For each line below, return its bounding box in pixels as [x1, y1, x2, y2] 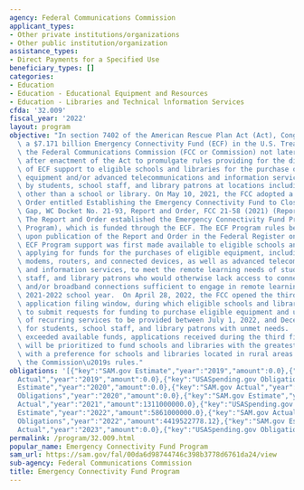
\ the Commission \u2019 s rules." [17, 358, 144, 367]
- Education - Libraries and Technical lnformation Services [9, 97, 245, 107]
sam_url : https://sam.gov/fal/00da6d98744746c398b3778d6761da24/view [9, 450, 278, 459]
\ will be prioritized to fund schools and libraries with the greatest [17, 341, 298, 350]
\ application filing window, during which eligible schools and [17, 299, 270, 308]
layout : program [9, 123, 71, 132]
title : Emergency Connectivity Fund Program [9, 467, 180, 476]
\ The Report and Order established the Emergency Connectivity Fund [17, 214, 285, 224]
